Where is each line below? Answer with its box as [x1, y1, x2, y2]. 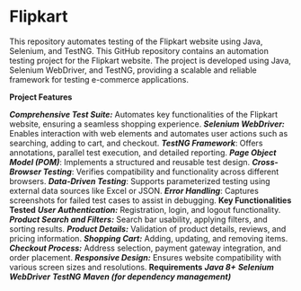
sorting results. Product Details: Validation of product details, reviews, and [9, 223, 287, 234]
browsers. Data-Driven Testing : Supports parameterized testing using [9, 175, 271, 186]
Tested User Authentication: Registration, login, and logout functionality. [9, 204, 281, 215]
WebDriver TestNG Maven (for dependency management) [9, 271, 232, 282]
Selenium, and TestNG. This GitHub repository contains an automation [9, 45, 270, 56]
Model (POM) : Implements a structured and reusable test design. [9, 156, 251, 167]
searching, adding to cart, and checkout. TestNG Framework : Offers [9, 137, 263, 148]
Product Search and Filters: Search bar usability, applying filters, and [9, 214, 268, 225]
